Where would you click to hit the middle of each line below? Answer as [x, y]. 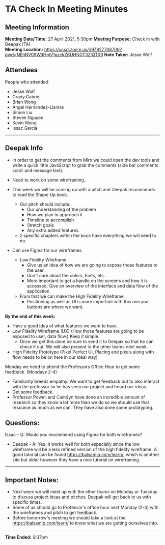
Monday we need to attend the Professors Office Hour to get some [72, 367]
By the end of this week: [30, 316]
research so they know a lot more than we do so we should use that [81, 402]
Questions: [22, 423]
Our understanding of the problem [61, 209]
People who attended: [27, 82]
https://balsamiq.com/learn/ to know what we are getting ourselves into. [85, 523]
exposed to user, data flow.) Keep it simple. [56, 336]
